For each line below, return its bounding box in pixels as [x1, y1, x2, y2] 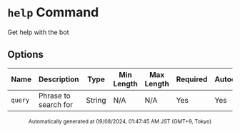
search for [38, 99, 74, 109]
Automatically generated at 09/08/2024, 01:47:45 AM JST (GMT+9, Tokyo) [28, 118, 212, 125]
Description [38, 74, 80, 84]
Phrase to [38, 91, 71, 101]
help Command [7, 4, 99, 21]
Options [7, 49, 44, 61]
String [86, 95, 106, 105]
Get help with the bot [7, 28, 69, 36]
